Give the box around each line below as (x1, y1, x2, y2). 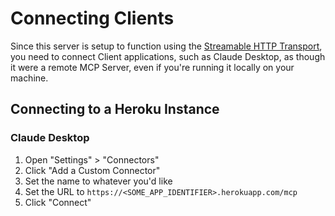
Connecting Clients (10, 7, 175, 30)
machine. (10, 72, 49, 84)
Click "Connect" (24, 196, 92, 208)
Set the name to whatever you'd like (24, 175, 173, 187)
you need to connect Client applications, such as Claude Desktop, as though (10, 50, 326, 62)
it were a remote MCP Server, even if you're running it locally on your (10, 61, 295, 73)
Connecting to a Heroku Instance (10, 101, 220, 118)
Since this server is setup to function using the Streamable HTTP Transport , (10, 40, 323, 52)
